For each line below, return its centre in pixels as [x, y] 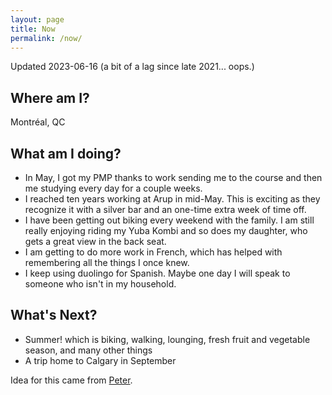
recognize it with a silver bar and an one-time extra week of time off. [165, 209]
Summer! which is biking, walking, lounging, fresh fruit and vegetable [167, 339]
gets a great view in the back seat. [95, 241]
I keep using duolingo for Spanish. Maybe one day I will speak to [157, 273]
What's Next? [54, 315]
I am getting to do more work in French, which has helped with [153, 252]
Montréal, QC [38, 122]
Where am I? [50, 97]
